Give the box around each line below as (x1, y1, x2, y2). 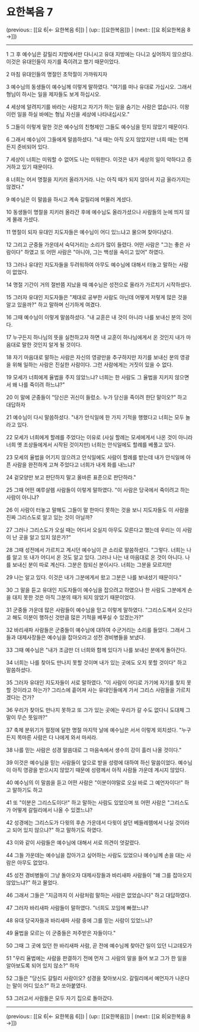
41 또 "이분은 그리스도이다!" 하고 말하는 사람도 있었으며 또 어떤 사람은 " (6, 798, 171, 806)
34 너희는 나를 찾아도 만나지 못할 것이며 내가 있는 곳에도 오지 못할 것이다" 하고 (6, 659, 187, 666)
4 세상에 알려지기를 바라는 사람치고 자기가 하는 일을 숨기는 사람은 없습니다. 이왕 (6, 103, 190, 110)
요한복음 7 (6, 5, 53, 19)
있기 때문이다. (21, 163, 54, 170)
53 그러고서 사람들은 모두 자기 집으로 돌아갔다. (6, 994, 114, 1002)
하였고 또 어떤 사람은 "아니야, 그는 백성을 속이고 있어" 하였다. (24, 248, 165, 255)
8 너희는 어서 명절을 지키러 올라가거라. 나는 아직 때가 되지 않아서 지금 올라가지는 (6, 175, 191, 183)
